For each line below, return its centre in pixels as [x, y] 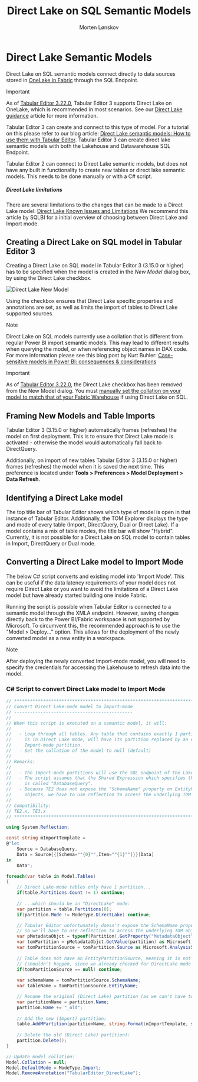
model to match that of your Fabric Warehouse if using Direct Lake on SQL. [97, 397]
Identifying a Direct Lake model [65, 498]
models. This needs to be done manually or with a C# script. [79, 176]
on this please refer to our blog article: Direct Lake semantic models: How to [98, 133]
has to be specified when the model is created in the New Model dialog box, [98, 272]
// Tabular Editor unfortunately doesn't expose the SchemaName [97, 925]
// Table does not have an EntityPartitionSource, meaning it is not [104, 958]
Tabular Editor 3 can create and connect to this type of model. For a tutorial [98, 127]
